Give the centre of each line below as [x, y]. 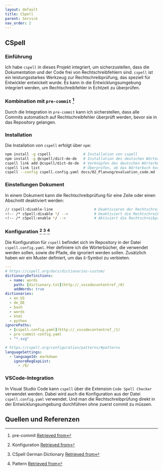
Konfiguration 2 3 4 [27, 231]
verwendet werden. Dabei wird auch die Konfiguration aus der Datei [73, 394]
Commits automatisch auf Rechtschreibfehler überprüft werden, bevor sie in [81, 117]
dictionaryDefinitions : [29, 276]
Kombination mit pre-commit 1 [40, 101]
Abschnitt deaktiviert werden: [34, 200]
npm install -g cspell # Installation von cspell [71, 154]
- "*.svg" [19, 339]
